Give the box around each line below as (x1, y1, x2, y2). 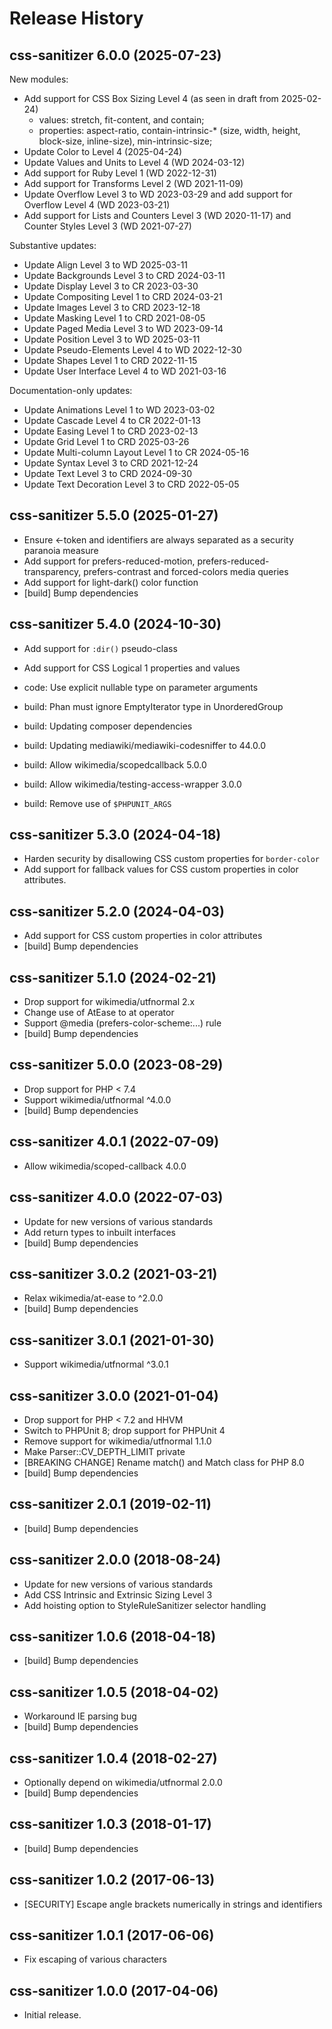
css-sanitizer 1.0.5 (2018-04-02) (9, 1683, 219, 1701)
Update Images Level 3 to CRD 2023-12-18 (23, 302, 201, 313)
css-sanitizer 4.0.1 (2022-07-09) (9, 1133, 220, 1151)
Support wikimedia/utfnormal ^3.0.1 (23, 1358, 169, 1371)
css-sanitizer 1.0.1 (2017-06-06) (9, 1927, 215, 1944)
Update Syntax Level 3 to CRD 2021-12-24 (23, 457, 199, 469)
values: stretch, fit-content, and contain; (38, 114, 205, 126)
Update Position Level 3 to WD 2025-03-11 (23, 333, 201, 345)
